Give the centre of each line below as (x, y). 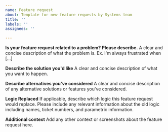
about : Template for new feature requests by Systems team (69, 15)
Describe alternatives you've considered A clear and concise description (83, 84)
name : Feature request (29, 10)
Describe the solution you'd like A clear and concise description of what (81, 69)
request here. (19, 125)
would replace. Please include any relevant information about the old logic (82, 104)
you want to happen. (27, 74)
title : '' (16, 19)
